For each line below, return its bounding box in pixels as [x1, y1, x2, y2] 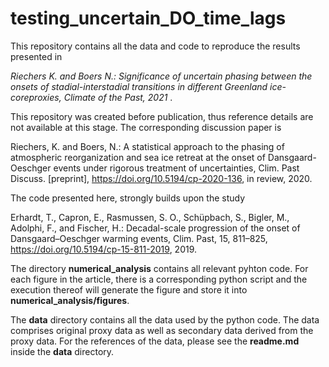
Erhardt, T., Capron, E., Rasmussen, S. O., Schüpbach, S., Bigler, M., [10, 211, 290, 223]
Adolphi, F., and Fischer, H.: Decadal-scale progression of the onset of [10, 222, 301, 234]
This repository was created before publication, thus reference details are [10, 110, 314, 122]
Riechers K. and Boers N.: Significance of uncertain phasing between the [10, 70, 313, 82]
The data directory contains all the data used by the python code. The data [10, 313, 320, 326]
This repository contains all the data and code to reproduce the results [10, 40, 301, 52]
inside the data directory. [10, 345, 115, 357]
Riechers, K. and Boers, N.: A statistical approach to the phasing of [10, 140, 285, 152]
